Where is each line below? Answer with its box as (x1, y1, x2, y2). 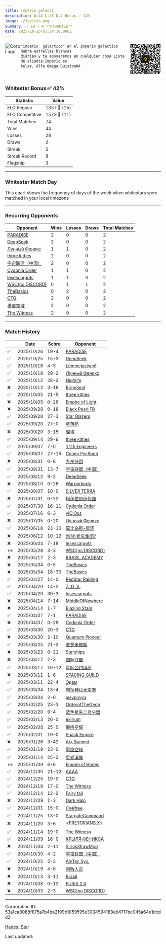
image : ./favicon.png (5, 18, 50, 23)
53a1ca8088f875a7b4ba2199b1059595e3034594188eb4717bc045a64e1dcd (5, 909, 161, 915)
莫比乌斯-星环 (65, 525, 95, 531)
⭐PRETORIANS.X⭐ (65, 820, 103, 826)
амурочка (65, 694, 86, 700)
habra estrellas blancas (20, 49, 72, 54)
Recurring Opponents (5, 212, 58, 219)
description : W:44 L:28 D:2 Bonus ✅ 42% (5, 13, 90, 18)
